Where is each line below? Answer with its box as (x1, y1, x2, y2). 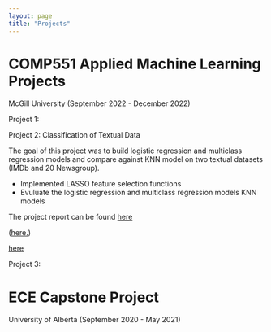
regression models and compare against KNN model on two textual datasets (8, 155, 264, 164)
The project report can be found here (8, 212, 133, 222)
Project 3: (8, 260, 41, 269)
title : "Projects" (8, 20, 71, 28)
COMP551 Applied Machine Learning (8, 55, 261, 73)
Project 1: (8, 115, 40, 124)
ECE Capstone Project (8, 288, 160, 306)
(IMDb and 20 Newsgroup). (8, 164, 100, 173)
